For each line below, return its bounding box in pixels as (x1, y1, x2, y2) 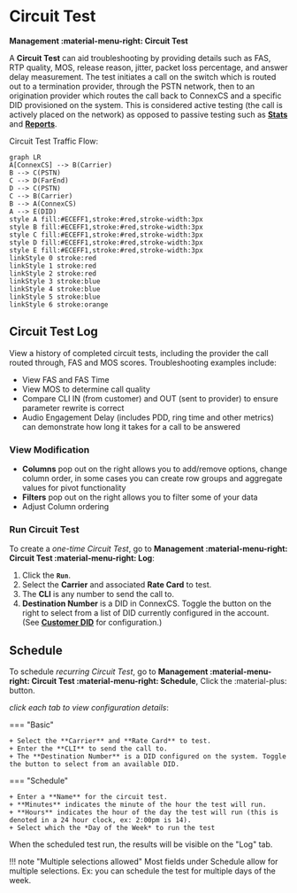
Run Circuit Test (9, 523, 80, 535)
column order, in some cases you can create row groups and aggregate (21, 473, 283, 484)
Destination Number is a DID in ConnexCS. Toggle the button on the (21, 598, 272, 609)
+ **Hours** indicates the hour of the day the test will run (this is (9, 808, 278, 817)
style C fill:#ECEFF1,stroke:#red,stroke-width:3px (9, 230, 203, 239)
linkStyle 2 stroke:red (9, 268, 97, 278)
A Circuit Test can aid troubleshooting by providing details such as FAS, (9, 52, 271, 63)
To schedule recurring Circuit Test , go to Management (9, 666, 209, 677)
